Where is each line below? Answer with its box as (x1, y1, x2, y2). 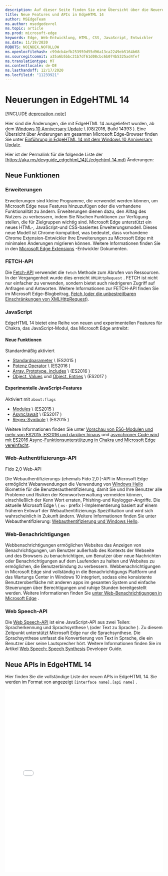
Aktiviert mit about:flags (5, 396, 56, 402)
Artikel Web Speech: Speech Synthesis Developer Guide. (5, 646, 122, 652)
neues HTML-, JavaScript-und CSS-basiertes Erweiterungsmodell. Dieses (5, 224, 157, 230)
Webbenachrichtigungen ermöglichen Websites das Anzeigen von (5, 542, 141, 548)
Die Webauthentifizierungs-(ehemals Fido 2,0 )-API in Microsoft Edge (5, 475, 148, 481)
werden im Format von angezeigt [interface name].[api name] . (5, 679, 137, 685)
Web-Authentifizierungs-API (5, 454, 76, 461)
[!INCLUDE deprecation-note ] (5, 111, 66, 117)
